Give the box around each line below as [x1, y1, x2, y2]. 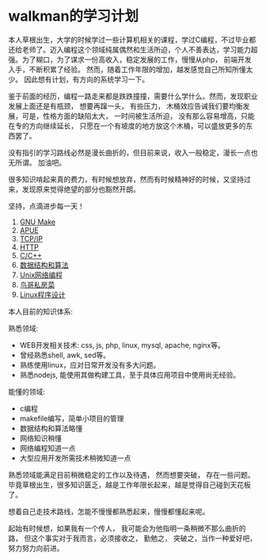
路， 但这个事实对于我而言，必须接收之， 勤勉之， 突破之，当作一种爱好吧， [8, 533, 257, 543]
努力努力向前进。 [8, 543, 64, 553]
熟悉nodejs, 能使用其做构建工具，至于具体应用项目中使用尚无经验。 [19, 370, 240, 379]
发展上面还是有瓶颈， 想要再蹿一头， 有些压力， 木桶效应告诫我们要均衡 [8, 101, 243, 111]
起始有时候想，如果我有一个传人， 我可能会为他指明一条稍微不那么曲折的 [8, 524, 246, 533]
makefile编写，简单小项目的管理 [19, 413, 124, 423]
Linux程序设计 [19, 290, 66, 299]
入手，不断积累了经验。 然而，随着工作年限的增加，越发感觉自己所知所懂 [8, 64, 246, 74]
